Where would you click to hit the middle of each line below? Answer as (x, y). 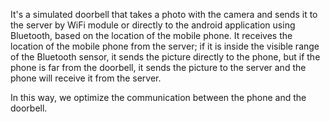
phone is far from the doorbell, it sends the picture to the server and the (158, 67)
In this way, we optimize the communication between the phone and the (158, 97)
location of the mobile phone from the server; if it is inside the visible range (165, 46)
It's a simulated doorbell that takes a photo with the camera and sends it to (164, 14)
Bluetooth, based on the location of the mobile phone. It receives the (151, 35)
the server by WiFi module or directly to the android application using (153, 25)
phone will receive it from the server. (86, 78)
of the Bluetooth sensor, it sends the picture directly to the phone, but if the (165, 57)
